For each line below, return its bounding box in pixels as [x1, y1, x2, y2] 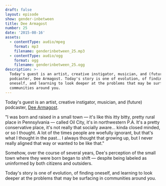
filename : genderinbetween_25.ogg [14, 62, 85, 67]
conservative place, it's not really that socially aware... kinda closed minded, [5, 124, 161, 130]
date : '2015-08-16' [5, 30, 45, 35]
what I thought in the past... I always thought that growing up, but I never [5, 135, 153, 141]
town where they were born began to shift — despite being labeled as [5, 155, 147, 161]
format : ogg [14, 58, 39, 63]
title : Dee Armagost [5, 21, 48, 26]
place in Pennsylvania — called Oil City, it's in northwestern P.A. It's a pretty [5, 119, 160, 125]
